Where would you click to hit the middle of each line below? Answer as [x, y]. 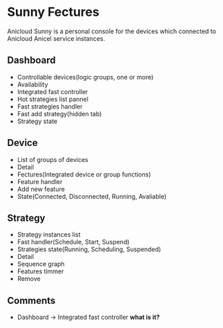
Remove [29, 279]
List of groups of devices [52, 159]
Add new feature [41, 189]
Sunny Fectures [54, 12]
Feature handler [40, 181]
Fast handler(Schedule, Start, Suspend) [73, 242]
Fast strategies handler [50, 106]
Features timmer [40, 271]
